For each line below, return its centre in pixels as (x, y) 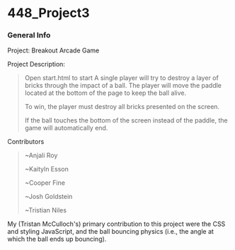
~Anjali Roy (41, 155)
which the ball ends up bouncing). (57, 239)
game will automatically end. (66, 128)
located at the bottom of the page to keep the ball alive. (105, 93)
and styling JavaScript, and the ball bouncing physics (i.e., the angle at (111, 232)
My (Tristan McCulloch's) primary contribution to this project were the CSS (116, 224)
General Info (29, 35)
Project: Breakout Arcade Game (53, 50)
